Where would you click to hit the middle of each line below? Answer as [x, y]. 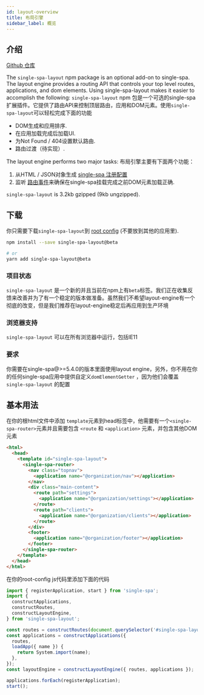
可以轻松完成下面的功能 [63, 113]
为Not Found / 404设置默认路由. [55, 141]
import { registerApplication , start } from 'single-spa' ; [83, 591]
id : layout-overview [32, 12]
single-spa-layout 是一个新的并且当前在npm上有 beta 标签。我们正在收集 [97, 290]
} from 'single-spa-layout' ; [43, 619]
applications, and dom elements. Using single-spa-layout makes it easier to [100, 90]
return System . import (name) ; [54, 652]
